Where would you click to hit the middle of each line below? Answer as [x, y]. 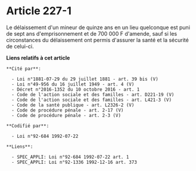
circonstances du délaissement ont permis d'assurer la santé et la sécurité [97, 40]
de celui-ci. [20, 46]
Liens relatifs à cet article [38, 58]
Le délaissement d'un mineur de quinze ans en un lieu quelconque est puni [98, 27]
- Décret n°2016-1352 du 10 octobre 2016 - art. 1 [76, 89]
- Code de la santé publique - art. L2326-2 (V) [73, 105]
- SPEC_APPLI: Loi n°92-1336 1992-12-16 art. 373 [74, 162]
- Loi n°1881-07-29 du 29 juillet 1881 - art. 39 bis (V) [85, 79]
